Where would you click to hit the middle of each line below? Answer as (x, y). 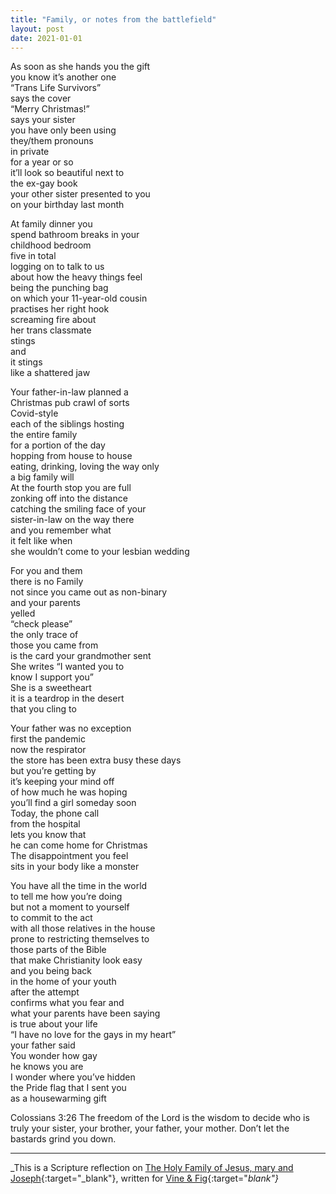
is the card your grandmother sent (81, 656)
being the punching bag (59, 288)
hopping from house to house (71, 456)
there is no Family (47, 582)
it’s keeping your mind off (62, 782)
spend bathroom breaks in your (75, 235)
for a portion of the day (58, 445)
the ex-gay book (44, 183)
